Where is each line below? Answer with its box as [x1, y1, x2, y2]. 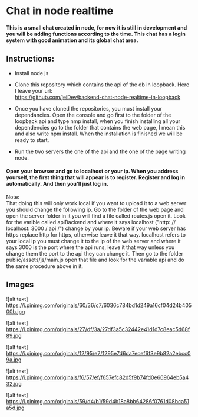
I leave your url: [14, 87, 53, 94]
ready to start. [14, 136, 49, 143]
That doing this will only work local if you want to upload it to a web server [6, 199, 187, 206]
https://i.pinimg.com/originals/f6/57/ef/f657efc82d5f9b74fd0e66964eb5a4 [6, 374, 189, 381]
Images [6, 280, 34, 290]
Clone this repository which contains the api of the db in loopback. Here [14, 81, 190, 88]
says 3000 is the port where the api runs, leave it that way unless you [6, 244, 175, 251]
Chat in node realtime [6, 4, 114, 18]
